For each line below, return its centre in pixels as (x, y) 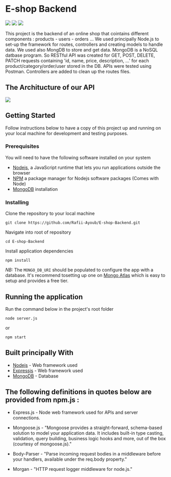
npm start (16, 337)
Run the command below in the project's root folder (59, 309)
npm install (18, 261)
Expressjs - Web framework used (48, 370)
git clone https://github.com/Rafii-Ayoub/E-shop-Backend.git (73, 223)
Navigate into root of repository (38, 232)
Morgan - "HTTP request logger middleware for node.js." (72, 469)
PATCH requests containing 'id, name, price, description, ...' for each (77, 60)
